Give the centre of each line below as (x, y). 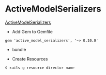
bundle (19, 49)
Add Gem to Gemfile (32, 31)
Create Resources (30, 59)
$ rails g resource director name (40, 68)
